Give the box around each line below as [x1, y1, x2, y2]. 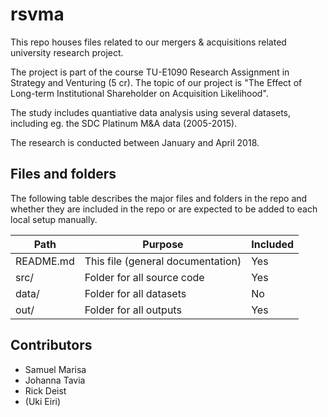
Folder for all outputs [84, 303, 182, 317]
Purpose [142, 237, 184, 251]
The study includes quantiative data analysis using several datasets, [10, 106, 291, 118]
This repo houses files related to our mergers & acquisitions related [10, 36, 287, 48]
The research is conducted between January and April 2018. [10, 136, 260, 148]
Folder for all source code [84, 270, 205, 284]
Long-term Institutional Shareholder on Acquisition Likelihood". [10, 87, 269, 99]
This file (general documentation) [84, 254, 242, 268]
